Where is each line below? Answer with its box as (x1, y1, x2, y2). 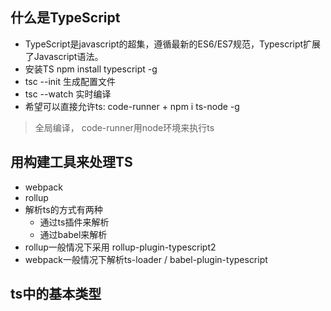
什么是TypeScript (10, 9, 121, 27)
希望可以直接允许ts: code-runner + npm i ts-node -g (24, 100, 240, 112)
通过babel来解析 (39, 228, 108, 240)
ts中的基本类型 (10, 286, 102, 303)
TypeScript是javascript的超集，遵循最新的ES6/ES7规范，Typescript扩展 (24, 38, 322, 50)
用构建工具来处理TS (10, 154, 133, 171)
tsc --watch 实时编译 (24, 88, 112, 100)
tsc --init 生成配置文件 (24, 75, 117, 87)
